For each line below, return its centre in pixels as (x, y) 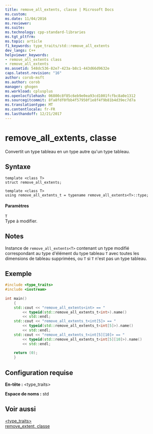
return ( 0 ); (26, 353)
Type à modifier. (21, 221)
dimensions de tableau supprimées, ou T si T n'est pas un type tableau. (76, 258)
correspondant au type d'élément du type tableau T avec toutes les (72, 253)
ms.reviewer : (18, 23)
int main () (16, 298)
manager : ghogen (21, 87)
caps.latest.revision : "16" (34, 73)
